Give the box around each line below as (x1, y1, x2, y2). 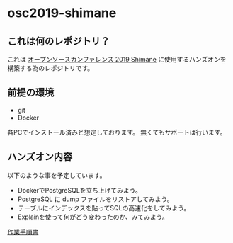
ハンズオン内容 (7, 151, 73, 163)
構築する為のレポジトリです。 (7, 64, 94, 72)
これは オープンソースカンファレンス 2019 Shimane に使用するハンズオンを (7, 55, 227, 63)
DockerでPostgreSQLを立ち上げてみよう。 (17, 186, 142, 194)
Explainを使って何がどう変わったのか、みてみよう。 (17, 213, 169, 221)
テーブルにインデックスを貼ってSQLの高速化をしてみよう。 (17, 203, 191, 212)
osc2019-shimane (7, 5, 117, 21)
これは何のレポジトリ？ (7, 35, 110, 47)
